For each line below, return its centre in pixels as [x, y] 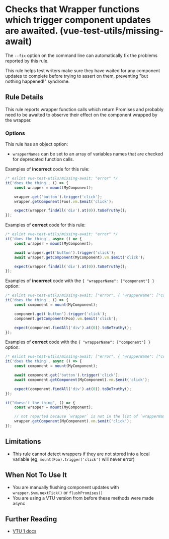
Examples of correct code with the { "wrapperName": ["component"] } [78, 342]
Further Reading [31, 519]
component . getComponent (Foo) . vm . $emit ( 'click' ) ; [66, 318]
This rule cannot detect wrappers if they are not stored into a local [81, 454]
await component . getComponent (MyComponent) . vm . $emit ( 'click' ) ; [82, 380]
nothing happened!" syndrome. [37, 81]
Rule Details [24, 97]
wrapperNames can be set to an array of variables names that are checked [88, 154]
